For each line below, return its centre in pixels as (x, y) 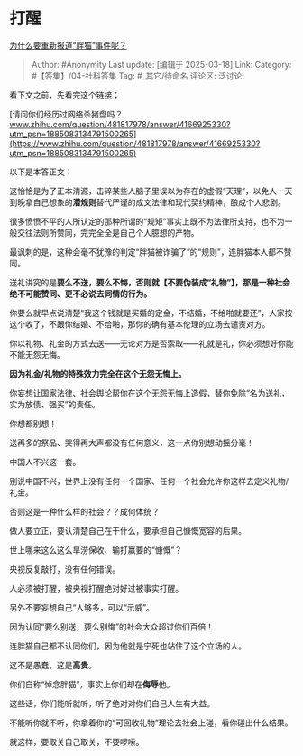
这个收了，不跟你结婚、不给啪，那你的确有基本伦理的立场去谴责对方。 (140, 324)
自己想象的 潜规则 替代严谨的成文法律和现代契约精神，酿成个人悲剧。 (159, 202)
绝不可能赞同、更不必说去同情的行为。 (80, 294)
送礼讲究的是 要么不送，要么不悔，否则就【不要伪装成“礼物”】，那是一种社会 (150, 282)
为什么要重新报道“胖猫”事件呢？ (69, 45)
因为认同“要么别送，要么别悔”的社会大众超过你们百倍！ (112, 626)
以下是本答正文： (41, 172)
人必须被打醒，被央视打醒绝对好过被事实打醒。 (96, 588)
